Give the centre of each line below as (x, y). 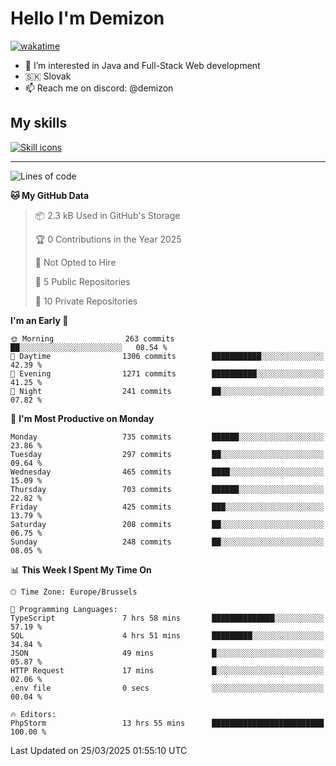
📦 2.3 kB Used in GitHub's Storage (107, 215)
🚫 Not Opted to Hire (75, 262)
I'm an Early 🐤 (39, 320)
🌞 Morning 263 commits (92, 338)
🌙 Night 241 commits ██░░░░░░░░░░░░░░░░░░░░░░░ (167, 391)
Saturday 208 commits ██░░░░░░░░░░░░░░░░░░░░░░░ (167, 524)
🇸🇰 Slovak (48, 76)
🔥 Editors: (33, 714)
